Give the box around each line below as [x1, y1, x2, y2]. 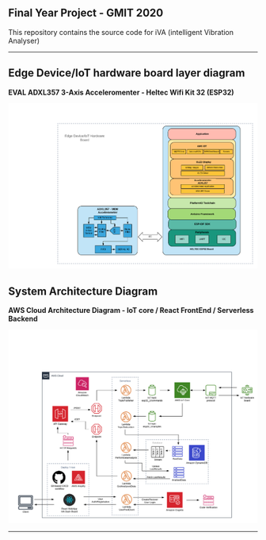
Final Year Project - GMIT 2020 [8, 6, 164, 20]
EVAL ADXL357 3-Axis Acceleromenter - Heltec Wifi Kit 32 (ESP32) [8, 87, 235, 97]
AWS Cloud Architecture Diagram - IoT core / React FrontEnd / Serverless [8, 305, 254, 314]
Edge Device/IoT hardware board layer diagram [8, 67, 245, 80]
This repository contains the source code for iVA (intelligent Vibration [8, 27, 234, 37]
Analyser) [8, 36, 40, 45]
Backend [8, 314, 38, 323]
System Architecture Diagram [8, 284, 158, 298]
